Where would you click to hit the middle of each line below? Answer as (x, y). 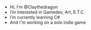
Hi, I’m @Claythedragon (34, 7)
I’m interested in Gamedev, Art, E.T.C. (47, 12)
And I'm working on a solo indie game (48, 22)
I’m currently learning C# (35, 17)
